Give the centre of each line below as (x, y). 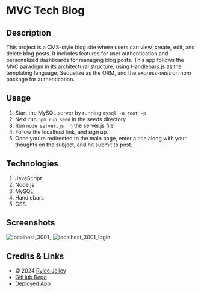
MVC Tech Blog (45, 11)
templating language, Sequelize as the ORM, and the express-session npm (99, 73)
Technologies (32, 164)
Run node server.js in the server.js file (64, 125)
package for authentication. (41, 79)
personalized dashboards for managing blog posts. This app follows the (95, 60)
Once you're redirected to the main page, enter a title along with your (100, 138)
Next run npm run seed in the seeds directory (70, 119)
